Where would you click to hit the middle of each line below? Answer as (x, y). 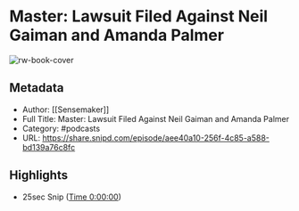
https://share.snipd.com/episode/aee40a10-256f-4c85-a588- (156, 138)
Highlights (39, 175)
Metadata (37, 88)
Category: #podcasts (61, 128)
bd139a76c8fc (49, 147)
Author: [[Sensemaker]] (66, 110)
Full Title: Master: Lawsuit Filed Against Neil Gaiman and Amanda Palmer (156, 118)
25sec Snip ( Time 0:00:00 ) (72, 197)
